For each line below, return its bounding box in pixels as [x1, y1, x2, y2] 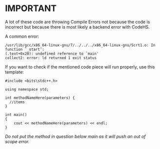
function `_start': [5, 47, 45, 52]
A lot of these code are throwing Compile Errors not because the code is [5, 19, 150, 25]
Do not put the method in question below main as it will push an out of [5, 134, 146, 139]
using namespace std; [5, 87, 49, 92]
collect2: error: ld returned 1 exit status [5, 55, 97, 60]
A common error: [5, 33, 39, 39]
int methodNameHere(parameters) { [5, 95, 75, 100]
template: [5, 69, 24, 75]
